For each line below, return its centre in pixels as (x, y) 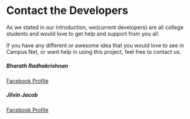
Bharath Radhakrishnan (37, 66)
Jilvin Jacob (22, 95)
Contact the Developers (67, 11)
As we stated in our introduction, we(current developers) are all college (95, 27)
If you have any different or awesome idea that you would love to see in (95, 45)
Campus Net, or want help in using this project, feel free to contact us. (94, 51)
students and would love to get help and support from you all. (83, 33)
